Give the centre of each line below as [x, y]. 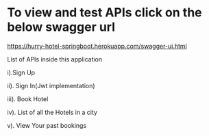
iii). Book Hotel [28, 99]
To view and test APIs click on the [104, 13]
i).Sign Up [21, 72]
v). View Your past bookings [47, 125]
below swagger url [61, 27]
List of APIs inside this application [55, 59]
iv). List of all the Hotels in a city [52, 112]
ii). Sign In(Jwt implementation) [51, 85]
